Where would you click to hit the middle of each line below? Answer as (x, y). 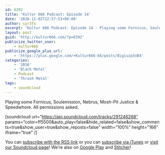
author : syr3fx (21, 23)
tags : (11, 83)
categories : (17, 60)
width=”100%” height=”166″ (130, 127)
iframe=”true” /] (21, 132)
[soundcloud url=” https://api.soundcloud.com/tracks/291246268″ (72, 116)
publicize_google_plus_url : (34, 51)
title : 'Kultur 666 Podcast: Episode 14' (48, 14)
